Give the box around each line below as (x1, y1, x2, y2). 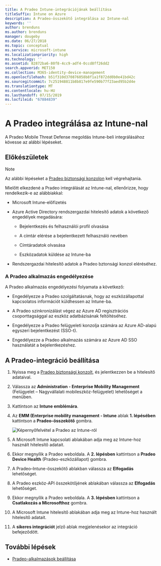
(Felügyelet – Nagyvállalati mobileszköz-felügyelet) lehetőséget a (12, 389, 143, 394)
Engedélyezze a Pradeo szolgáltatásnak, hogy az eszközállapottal (12, 294, 144, 299)
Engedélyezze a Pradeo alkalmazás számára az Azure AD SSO (12, 337, 137, 343)
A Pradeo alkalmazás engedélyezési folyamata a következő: (5, 284, 125, 290)
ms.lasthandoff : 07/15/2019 (5, 93, 62, 97)
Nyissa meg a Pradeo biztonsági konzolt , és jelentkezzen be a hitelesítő (12, 369, 155, 375)
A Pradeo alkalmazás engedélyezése (5, 273, 94, 280)
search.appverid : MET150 (5, 66, 55, 71)
